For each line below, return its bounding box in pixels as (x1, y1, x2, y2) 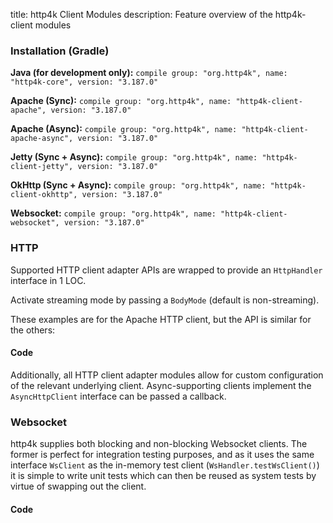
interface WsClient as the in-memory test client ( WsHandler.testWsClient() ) (10, 459, 320, 471)
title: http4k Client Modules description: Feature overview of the (10, 9, 273, 20)
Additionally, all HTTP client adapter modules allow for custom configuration (10, 369, 324, 381)
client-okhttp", (10, 190, 78, 200)
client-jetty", (10, 162, 74, 172)
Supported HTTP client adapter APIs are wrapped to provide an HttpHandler (10, 264, 323, 276)
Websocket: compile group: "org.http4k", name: (10, 207, 217, 219)
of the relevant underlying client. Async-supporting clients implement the (10, 379, 312, 391)
